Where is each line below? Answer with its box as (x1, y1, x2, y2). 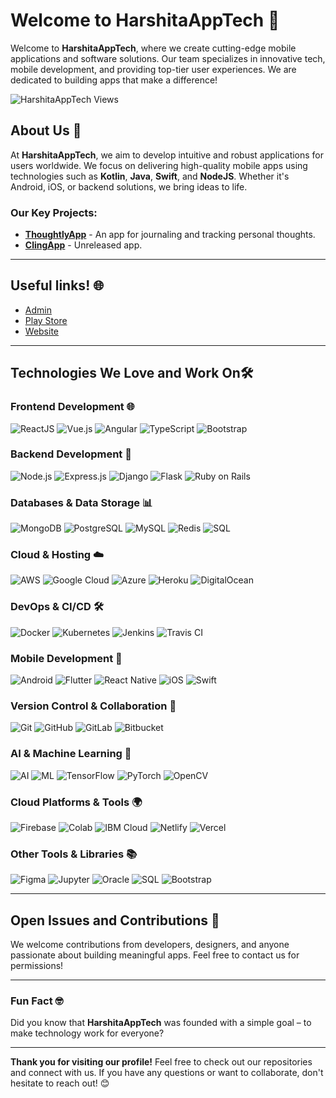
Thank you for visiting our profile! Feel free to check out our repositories (10, 1056, 313, 1068)
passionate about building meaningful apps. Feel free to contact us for (10, 949, 300, 961)
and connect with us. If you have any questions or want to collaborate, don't (10, 1067, 324, 1079)
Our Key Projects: (10, 205, 98, 219)
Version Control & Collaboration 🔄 (10, 699, 177, 713)
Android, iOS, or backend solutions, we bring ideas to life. (10, 180, 248, 193)
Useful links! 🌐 (10, 277, 105, 294)
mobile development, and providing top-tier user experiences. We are (10, 63, 297, 75)
